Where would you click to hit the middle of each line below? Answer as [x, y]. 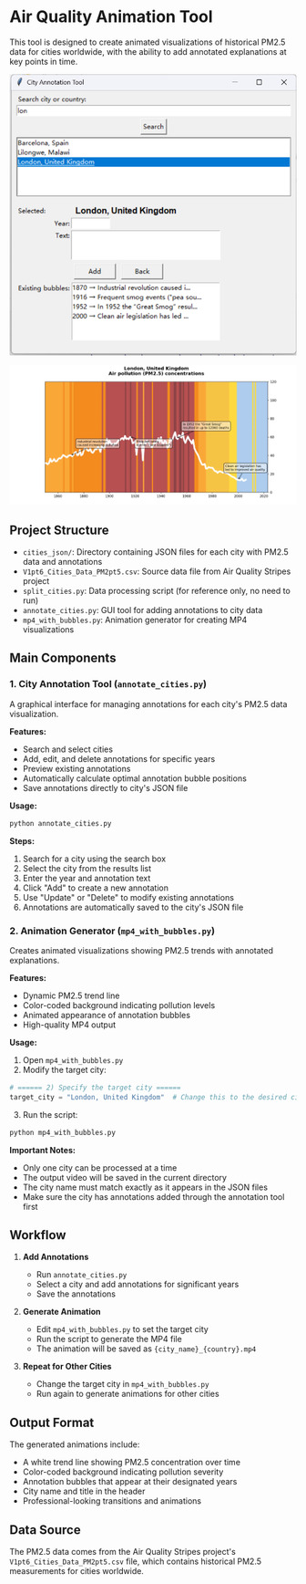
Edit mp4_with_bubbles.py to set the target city [122, 1329]
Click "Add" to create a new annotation [95, 888]
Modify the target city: [64, 1069]
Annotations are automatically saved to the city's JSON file [133, 907]
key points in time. [44, 61]
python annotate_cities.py [61, 823]
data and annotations [62, 562]
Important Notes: [42, 1150]
